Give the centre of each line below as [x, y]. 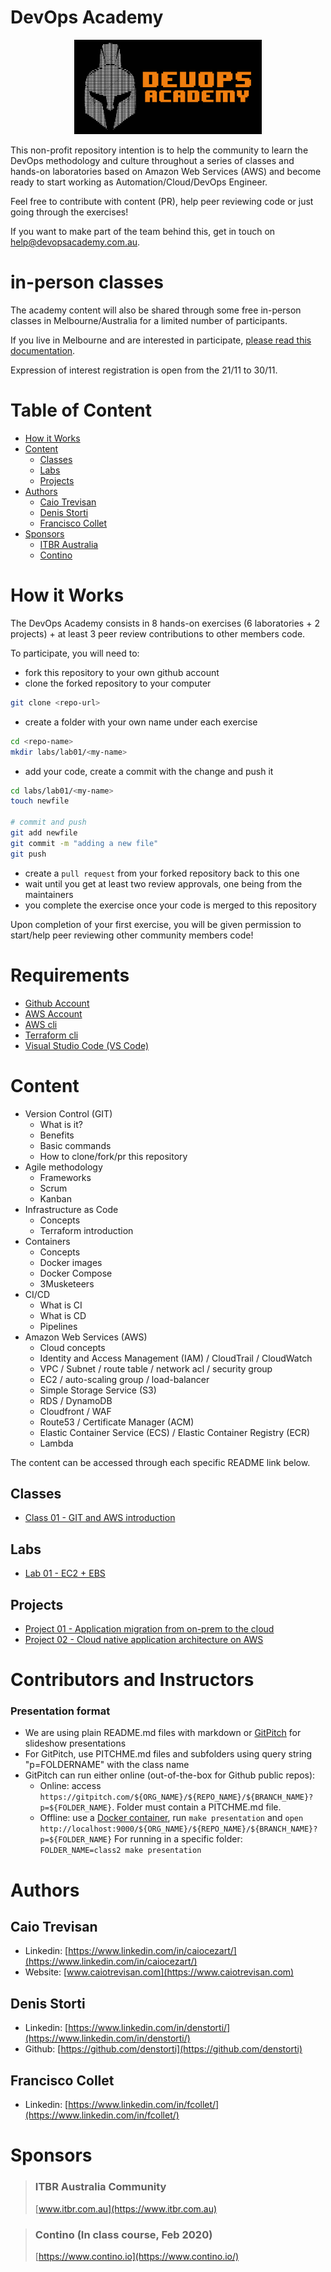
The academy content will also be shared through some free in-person [156, 310]
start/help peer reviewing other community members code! [132, 935]
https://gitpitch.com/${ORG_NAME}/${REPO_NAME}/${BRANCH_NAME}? [176, 1797]
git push [28, 854]
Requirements [70, 975]
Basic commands [75, 1145]
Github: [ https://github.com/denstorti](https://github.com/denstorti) [163, 2049]
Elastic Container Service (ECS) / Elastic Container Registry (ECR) [175, 1432]
